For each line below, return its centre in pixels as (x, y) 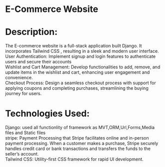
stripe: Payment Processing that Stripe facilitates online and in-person (77, 138)
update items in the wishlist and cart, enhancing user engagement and (78, 72)
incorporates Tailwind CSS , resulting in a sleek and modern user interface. (82, 51)
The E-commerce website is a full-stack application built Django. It (74, 46)
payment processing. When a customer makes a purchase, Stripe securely (82, 144)
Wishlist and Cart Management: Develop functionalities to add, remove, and (83, 67)
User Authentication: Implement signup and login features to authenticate (81, 56)
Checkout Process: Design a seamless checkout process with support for (81, 83)
